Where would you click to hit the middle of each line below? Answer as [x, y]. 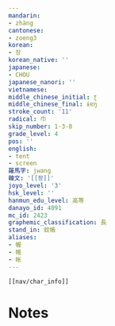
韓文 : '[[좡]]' [31, 179]
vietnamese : [28, 89]
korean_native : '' [38, 60]
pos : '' [21, 141]
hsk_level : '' [32, 193]
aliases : [23, 238]
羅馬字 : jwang [30, 171]
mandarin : [25, 16]
